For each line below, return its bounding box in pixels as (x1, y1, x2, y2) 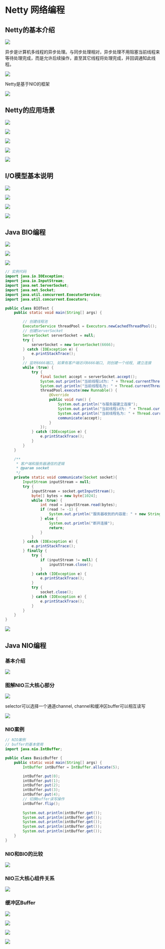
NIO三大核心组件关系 (5, 875, 55, 882)
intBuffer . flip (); (23, 801, 60, 806)
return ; (49, 525, 65, 531)
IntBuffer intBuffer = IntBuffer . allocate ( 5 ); (23, 764, 120, 770)
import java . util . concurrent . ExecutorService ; (5, 292, 102, 297)
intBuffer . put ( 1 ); (23, 778, 60, 783)
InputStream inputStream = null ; (23, 480, 91, 485)
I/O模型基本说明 (5, 172, 54, 180)
